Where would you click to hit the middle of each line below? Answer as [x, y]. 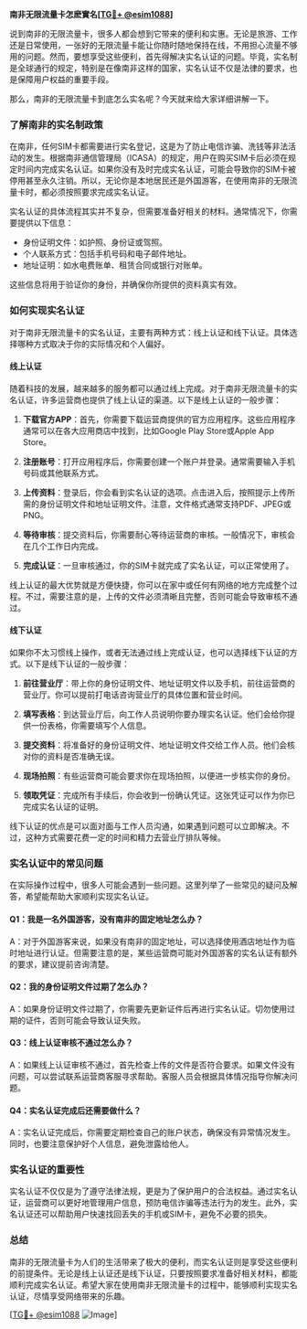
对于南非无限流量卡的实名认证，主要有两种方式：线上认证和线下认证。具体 [149, 332]
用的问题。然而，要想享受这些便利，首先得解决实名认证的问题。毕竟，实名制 [153, 57]
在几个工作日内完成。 [63, 546]
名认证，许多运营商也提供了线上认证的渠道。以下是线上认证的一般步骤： [145, 399]
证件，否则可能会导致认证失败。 [85, 1020]
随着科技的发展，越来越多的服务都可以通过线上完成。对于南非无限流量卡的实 [153, 388]
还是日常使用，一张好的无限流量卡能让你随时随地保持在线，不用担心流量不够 [153, 45]
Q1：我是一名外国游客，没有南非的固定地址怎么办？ [106, 919]
